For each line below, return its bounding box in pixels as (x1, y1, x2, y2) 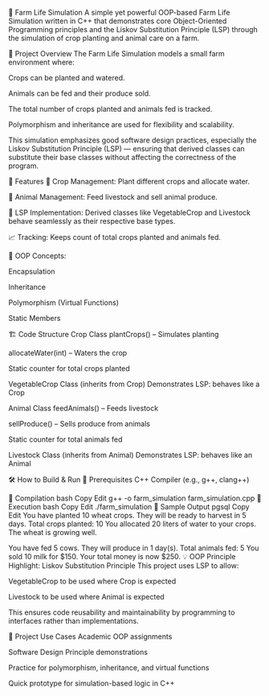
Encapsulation (8, 266, 55, 276)
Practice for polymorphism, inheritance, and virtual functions (8, 663, 210, 672)
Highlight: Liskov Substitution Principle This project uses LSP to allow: (8, 561, 239, 570)
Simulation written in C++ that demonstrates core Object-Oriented (8, 16, 227, 26)
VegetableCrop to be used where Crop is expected (8, 576, 177, 586)
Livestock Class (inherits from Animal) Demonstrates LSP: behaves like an (8, 451, 253, 459)
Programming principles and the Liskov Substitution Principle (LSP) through (8, 25, 259, 34)
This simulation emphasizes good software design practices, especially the (8, 135, 257, 145)
